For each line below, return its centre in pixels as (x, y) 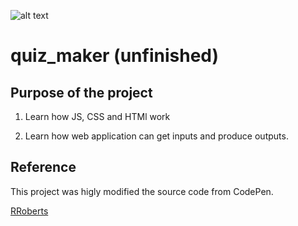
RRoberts (29, 211)
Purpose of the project (81, 92)
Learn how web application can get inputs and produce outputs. (156, 136)
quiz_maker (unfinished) (115, 56)
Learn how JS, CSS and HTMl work (97, 116)
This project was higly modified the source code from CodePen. (142, 191)
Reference (43, 167)
